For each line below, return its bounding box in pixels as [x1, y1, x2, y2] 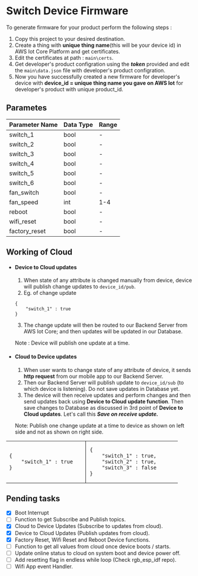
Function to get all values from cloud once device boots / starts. [14, 543, 171, 550]
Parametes [6, 103, 47, 113]
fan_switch [9, 188, 40, 196]
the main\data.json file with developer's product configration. [14, 66, 166, 74]
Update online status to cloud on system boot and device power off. [14, 549, 181, 556]
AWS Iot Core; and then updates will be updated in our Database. [23, 328, 183, 335]
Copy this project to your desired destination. [14, 35, 126, 42]
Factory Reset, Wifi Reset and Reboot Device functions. [14, 536, 151, 543]
